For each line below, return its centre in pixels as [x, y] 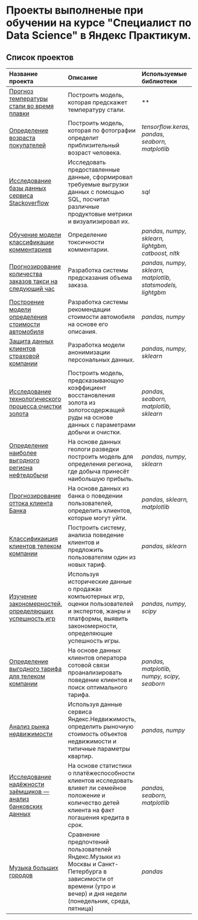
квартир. [80, 756]
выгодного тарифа [35, 669]
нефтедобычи [29, 475]
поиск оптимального [98, 687]
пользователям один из [102, 557]
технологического [35, 399]
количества [26, 274]
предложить [85, 550]
